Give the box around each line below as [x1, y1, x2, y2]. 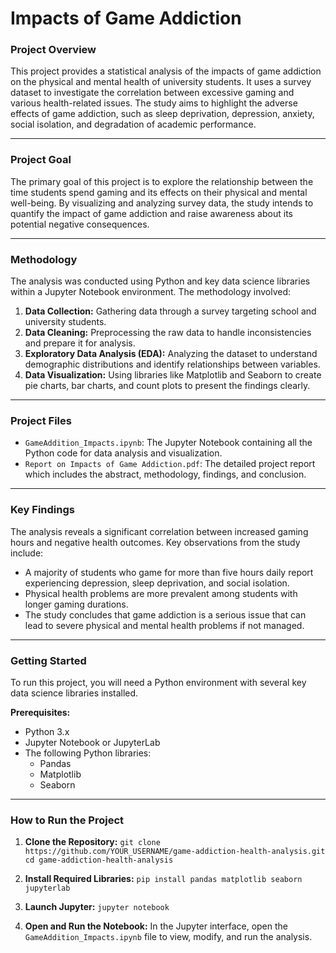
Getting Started [10, 653, 87, 667]
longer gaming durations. [24, 598, 129, 610]
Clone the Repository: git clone [24, 836, 161, 848]
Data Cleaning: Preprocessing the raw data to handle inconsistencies [24, 327, 312, 339]
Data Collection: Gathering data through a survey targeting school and [24, 305, 317, 317]
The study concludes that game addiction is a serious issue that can [24, 608, 307, 621]
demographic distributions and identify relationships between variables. [24, 358, 321, 371]
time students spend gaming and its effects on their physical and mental [10, 186, 308, 198]
